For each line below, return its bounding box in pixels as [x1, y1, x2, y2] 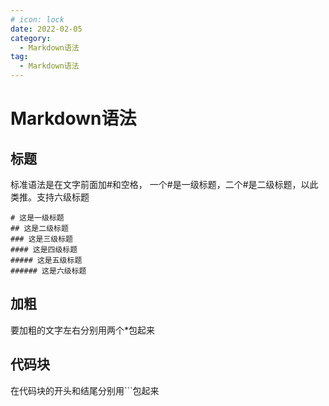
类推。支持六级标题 [10, 191, 90, 203]
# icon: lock [10, 14, 65, 25]
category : [10, 33, 52, 43]
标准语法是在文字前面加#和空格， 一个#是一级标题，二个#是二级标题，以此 [10, 179, 319, 190]
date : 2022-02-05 [10, 24, 83, 34]
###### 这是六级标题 [10, 266, 87, 276]
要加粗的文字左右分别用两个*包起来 [10, 324, 156, 336]
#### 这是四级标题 [10, 245, 78, 255]
